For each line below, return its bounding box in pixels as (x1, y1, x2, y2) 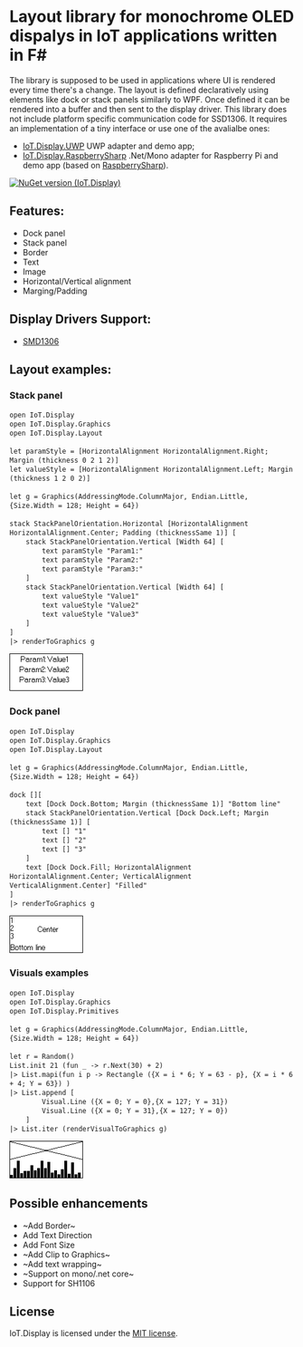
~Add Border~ (22, 1220, 76, 1231)
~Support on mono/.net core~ (22, 1268, 135, 1279)
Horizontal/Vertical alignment (22, 275, 132, 286)
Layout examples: (9, 361, 112, 377)
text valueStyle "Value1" (42, 592, 140, 601)
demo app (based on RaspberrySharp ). (22, 159, 169, 170)
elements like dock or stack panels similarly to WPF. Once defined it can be (9, 93, 290, 105)
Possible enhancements (9, 1196, 148, 1211)
